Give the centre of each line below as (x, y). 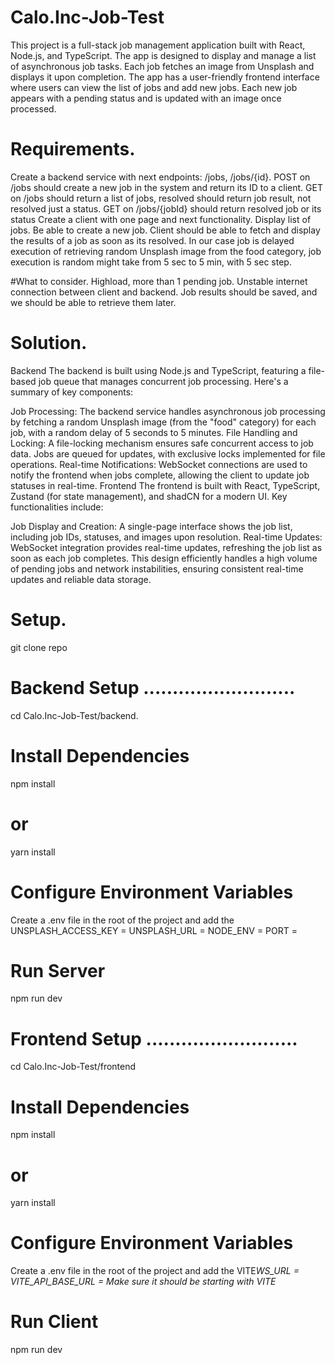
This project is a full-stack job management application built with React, (158, 45)
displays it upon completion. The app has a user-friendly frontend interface (165, 77)
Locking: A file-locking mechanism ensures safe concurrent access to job (162, 443)
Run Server (58, 970)
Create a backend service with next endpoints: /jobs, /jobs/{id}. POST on (160, 177)
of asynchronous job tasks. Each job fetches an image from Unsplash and (162, 66)
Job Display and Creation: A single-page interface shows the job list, (151, 526)
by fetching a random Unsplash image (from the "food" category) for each (163, 422)
